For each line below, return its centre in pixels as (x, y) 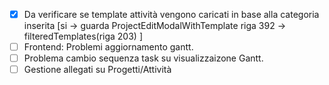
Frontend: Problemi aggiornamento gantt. (108, 47)
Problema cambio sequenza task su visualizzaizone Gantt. (143, 58)
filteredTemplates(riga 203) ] (83, 36)
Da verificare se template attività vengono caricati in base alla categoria (171, 14)
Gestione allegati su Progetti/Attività (97, 70)
